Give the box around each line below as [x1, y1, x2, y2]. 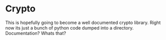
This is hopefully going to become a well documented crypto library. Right [5, 19, 161, 25]
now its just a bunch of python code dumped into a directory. [5, 24, 134, 30]
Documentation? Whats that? [5, 30, 66, 36]
